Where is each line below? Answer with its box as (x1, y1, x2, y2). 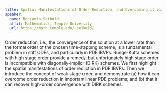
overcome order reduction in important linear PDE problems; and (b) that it (5, 76, 158, 82)
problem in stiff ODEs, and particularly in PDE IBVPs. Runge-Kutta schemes (5, 50, 160, 56)
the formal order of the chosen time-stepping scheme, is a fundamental (5, 45, 152, 50)
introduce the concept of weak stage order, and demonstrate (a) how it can (5, 71, 160, 77)
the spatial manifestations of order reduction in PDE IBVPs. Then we (5, 65, 145, 72)
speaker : (5, 12, 23, 17)
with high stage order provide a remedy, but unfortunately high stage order (5, 55, 159, 61)
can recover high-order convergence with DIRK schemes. (5, 81, 123, 87)
